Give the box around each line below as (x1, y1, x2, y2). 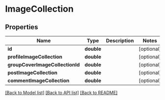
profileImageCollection (7, 54, 62, 60)
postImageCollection (7, 69, 58, 76)
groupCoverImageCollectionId (7, 61, 80, 68)
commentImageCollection (7, 77, 70, 84)
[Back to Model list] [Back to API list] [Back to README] (5, 90, 118, 96)
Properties (5, 23, 38, 31)
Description (106, 38, 134, 44)
